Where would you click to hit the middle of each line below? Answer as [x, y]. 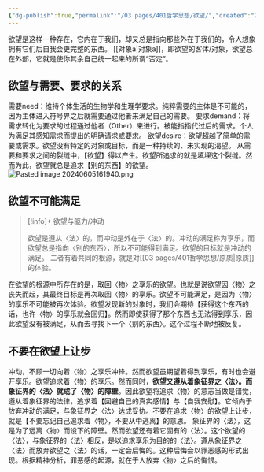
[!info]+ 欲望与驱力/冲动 [66, 221]
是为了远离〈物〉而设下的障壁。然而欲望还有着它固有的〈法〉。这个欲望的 [127, 431]
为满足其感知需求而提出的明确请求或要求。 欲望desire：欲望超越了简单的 [126, 136]
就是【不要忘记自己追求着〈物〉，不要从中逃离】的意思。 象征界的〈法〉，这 [130, 421]
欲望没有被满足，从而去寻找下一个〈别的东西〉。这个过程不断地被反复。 [130, 324]
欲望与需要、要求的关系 [65, 86]
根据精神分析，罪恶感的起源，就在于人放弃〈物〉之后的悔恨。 [121, 460]
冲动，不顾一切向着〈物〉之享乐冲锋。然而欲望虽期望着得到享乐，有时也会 [128, 372]
